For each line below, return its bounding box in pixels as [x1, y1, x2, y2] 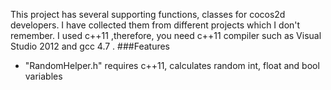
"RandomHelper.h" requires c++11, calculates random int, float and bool [24, 60, 320, 71]
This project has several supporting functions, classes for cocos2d [10, 9, 286, 20]
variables [24, 70, 63, 82]
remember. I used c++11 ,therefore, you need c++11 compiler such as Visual [10, 30, 322, 41]
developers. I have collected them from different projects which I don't [10, 19, 301, 31]
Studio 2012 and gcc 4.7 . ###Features [10, 40, 170, 52]
